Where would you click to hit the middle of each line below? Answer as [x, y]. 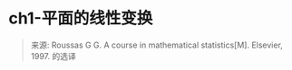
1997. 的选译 [53, 56]
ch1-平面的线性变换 [81, 18]
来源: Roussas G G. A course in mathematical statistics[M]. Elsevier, [156, 45]
